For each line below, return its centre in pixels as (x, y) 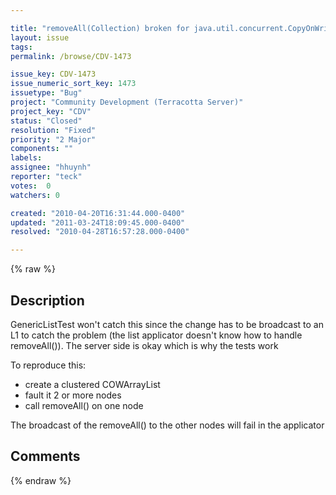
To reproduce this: (48, 365)
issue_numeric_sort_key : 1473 (73, 84)
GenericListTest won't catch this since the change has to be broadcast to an (167, 324)
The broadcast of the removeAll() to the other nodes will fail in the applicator (167, 425)
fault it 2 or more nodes (73, 395)
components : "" (42, 149)
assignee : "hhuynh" (51, 167)
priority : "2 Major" (53, 139)
